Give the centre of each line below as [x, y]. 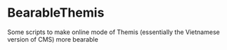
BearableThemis [56, 13]
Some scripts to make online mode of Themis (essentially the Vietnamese [113, 32]
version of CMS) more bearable [53, 39]
